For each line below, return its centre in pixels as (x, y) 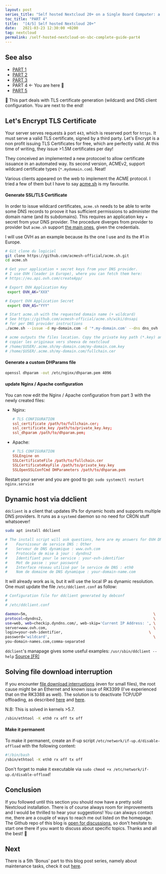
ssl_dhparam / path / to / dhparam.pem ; (49, 433)
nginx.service (20, 484)
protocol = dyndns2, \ (80, 618)
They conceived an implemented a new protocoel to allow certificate (75, 158)
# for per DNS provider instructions (44, 324)
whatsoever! (18, 522)
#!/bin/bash (17, 755)
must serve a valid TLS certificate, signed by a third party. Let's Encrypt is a (82, 138)
